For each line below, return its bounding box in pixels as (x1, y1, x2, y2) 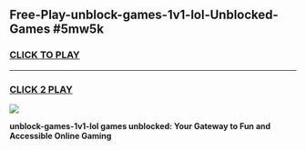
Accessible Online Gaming (9, 130, 112, 141)
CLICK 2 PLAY (9, 83, 73, 95)
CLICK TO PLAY (9, 49, 80, 62)
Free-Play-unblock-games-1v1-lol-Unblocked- (9, 7, 280, 23)
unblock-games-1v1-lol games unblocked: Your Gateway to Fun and (9, 120, 271, 131)
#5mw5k (53, 22, 105, 37)
